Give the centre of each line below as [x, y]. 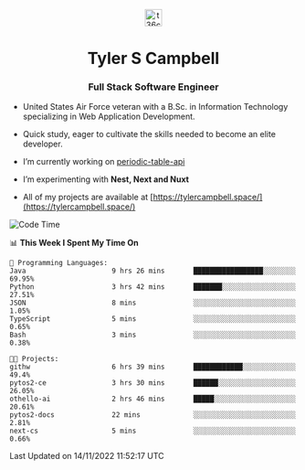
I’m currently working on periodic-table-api [104, 162]
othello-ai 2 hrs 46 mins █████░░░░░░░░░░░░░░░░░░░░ [153, 399]
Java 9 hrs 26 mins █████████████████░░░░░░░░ [153, 271]
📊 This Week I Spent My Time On [74, 243]
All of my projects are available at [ [88, 198]
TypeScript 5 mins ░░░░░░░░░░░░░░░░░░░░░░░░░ [153, 319]
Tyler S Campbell [153, 59]
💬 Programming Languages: [58, 263]
